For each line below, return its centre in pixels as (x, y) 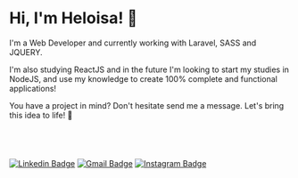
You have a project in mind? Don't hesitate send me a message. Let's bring (147, 105)
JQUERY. (26, 52)
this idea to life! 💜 (41, 115)
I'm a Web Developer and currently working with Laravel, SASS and (133, 43)
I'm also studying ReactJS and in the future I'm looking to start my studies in (149, 69)
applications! (33, 88)
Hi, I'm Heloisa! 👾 (74, 18)
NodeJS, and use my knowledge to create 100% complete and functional (144, 78)
